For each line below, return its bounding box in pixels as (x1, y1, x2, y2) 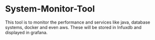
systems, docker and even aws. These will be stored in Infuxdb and (5, 24, 142, 30)
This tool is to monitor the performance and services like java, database (5, 19, 151, 25)
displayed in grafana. (5, 29, 48, 35)
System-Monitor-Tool (5, 3, 95, 14)
